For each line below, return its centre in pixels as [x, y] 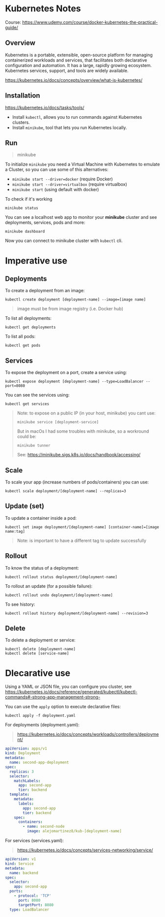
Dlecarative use [38, 673]
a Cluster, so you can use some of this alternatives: [57, 170]
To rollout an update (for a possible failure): [49, 586]
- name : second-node [44, 827]
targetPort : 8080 [36, 905]
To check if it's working [29, 199]
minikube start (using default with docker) [55, 190]
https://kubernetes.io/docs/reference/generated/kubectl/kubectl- [71, 692]
